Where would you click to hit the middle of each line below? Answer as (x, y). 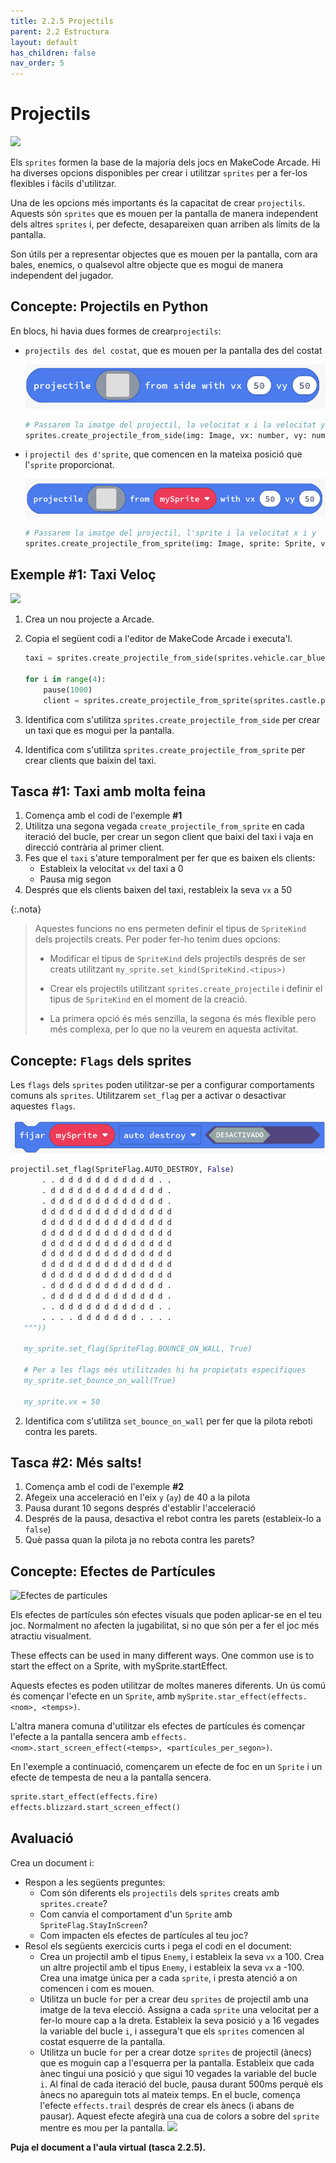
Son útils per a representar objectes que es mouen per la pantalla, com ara (164, 254)
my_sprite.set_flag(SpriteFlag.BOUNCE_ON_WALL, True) (138, 1349)
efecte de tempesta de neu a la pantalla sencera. (111, 1777)
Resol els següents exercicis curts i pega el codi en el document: (158, 1946)
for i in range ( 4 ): (65, 680)
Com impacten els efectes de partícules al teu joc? (144, 1935)
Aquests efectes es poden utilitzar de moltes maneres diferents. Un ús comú (168, 1686)
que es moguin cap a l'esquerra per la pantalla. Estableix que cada (177, 2062)
